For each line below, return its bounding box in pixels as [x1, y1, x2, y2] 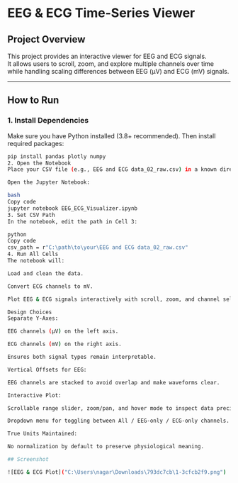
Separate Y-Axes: [7, 315, 59, 322]
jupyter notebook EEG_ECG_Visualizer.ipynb [7, 204, 138, 212]
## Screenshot [7, 456, 50, 463]
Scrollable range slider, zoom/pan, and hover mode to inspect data [7, 404, 214, 412]
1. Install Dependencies [7, 116, 89, 126]
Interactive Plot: [7, 392, 62, 399]
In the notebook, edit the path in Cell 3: [7, 218, 138, 225]
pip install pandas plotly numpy [7, 152, 106, 160]
